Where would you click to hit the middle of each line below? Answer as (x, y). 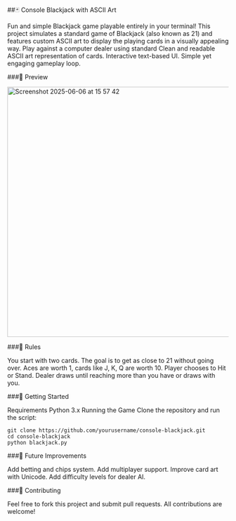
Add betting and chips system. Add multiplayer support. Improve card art (113, 469)
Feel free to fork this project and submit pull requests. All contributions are (115, 504)
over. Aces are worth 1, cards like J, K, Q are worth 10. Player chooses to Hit (117, 368)
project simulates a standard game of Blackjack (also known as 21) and (110, 33)
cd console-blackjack (39, 437)
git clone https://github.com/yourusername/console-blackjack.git (106, 430)
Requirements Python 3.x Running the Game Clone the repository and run (113, 410)
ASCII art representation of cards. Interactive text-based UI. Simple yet (110, 56)
